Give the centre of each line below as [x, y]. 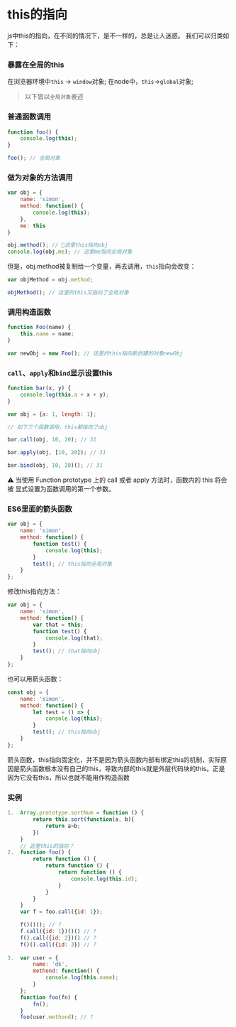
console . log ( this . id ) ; [104, 878]
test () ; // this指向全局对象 [73, 564]
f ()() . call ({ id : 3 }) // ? [58, 945]
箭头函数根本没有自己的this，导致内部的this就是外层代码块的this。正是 [122, 768]
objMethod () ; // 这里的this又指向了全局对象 [68, 293]
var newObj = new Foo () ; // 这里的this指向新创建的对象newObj [95, 353]
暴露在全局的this [36, 65]
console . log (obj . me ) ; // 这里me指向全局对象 [70, 252]
